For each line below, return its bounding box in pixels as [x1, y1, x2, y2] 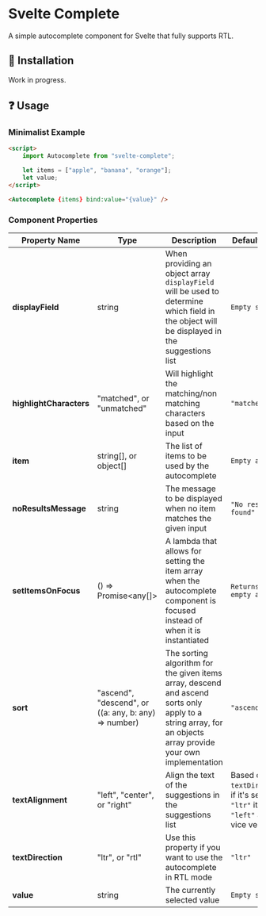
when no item [165, 503, 216, 514]
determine [165, 295, 203, 306]
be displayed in [165, 325, 222, 336]
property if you [165, 841, 221, 853]
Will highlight [165, 368, 214, 379]
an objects [165, 726, 204, 738]
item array [165, 565, 203, 576]
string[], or [97, 450, 137, 461]
